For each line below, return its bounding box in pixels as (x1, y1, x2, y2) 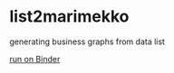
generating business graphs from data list (9, 36, 166, 47)
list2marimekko (9, 6, 130, 27)
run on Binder (9, 53, 61, 64)
